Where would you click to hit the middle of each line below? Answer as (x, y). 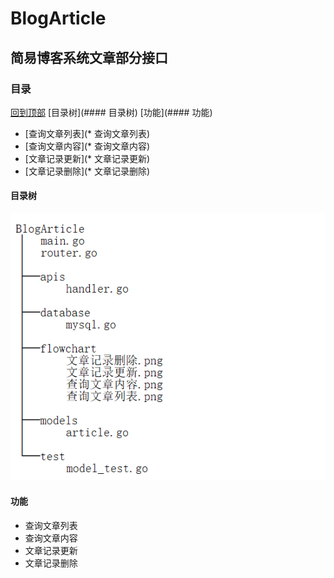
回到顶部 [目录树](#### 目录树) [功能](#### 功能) (111, 112)
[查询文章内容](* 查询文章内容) (87, 146)
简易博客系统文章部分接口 (89, 57)
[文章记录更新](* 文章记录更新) (87, 158)
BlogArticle (58, 18)
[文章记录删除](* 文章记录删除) (87, 171)
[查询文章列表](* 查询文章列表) (87, 133)
